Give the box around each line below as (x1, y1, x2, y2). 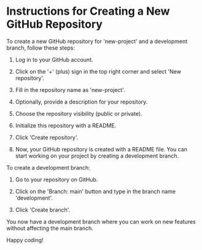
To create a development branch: (6, 164, 90, 171)
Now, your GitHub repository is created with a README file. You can (15, 145, 188, 153)
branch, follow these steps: (6, 44, 76, 51)
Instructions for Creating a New (6, 4, 170, 18)
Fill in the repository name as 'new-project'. (15, 86, 125, 93)
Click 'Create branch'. (15, 206, 71, 213)
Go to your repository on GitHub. (15, 176, 98, 183)
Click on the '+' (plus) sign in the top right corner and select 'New (15, 67, 181, 75)
